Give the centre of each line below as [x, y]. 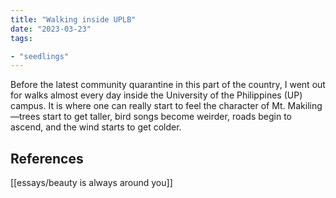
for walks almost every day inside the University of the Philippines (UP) [156, 95]
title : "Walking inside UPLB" [73, 19]
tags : [21, 38]
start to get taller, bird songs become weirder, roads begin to [167, 117]
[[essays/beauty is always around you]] [91, 183]
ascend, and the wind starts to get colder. [96, 127]
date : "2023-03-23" [51, 29]
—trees [25, 117]
